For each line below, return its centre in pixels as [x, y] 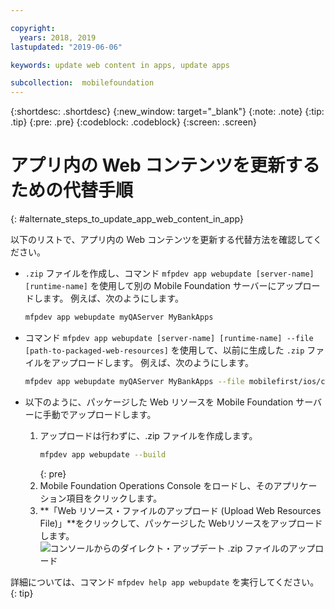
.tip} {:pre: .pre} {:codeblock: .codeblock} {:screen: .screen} [133, 122]
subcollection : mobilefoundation [82, 83]
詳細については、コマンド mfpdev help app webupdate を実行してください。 [165, 582]
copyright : [33, 28]
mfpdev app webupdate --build [103, 454]
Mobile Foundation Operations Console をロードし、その [156, 485]
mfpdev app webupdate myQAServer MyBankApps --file [134, 381]
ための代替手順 [72, 190]
